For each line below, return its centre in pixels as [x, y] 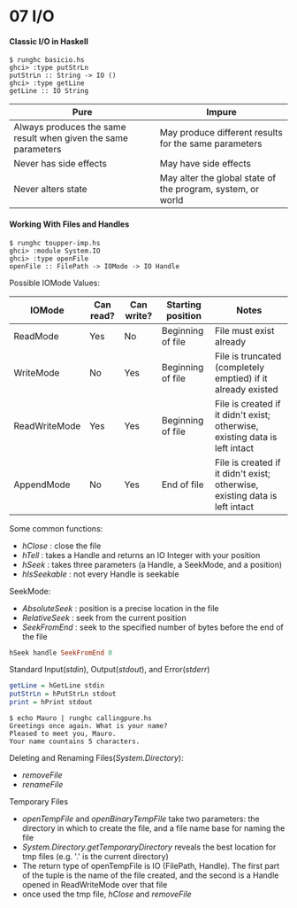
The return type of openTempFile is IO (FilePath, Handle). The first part [151, 866]
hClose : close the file [61, 546]
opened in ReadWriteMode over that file [95, 885]
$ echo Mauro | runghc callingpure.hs [80, 718]
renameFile [42, 785]
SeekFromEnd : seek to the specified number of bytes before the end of [153, 627]
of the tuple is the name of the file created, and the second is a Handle [150, 875]
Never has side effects [61, 164]
